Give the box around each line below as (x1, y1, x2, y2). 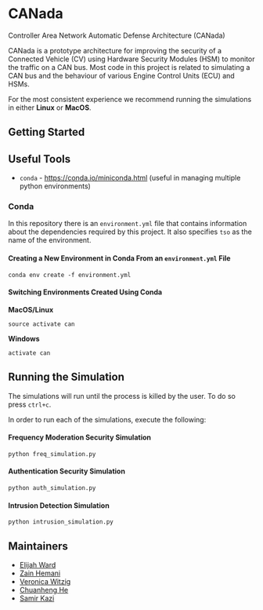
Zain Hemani (19, 568, 61, 578)
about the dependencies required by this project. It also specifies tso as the (8, 227, 252, 236)
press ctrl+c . (8, 400, 52, 409)
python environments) (19, 181, 92, 191)
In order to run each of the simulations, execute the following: (8, 415, 207, 424)
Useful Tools (8, 152, 71, 166)
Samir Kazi (19, 594, 55, 603)
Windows (8, 334, 40, 343)
